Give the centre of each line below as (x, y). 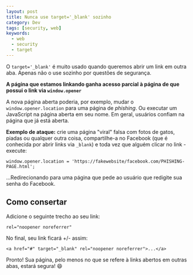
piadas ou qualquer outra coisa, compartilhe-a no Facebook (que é (87, 138)
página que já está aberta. (38, 120)
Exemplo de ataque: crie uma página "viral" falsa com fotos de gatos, (90, 132)
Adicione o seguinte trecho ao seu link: (53, 216)
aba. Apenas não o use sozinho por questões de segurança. (79, 73)
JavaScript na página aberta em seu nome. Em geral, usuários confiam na (95, 114)
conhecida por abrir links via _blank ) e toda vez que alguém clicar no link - (96, 144)
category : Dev (23, 22)
